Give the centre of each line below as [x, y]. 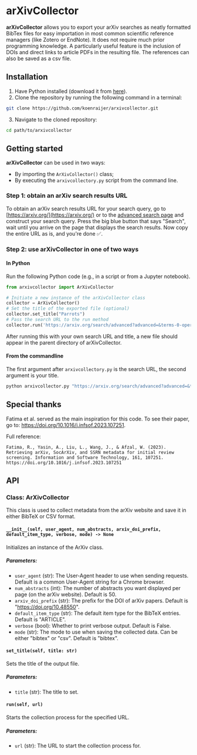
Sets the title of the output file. [43, 663]
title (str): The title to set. [47, 692]
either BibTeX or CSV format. [41, 516]
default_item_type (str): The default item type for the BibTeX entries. [97, 613]
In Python [18, 263]
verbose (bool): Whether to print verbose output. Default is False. [93, 625]
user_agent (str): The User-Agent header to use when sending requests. [101, 575]
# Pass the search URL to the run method [57, 320]
